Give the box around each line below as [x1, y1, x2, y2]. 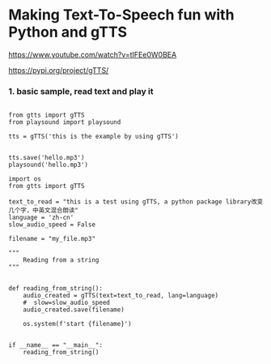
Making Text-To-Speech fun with [8, 6, 235, 24]
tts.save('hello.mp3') [8, 154, 85, 162]
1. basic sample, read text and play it [8, 85, 154, 96]
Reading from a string [23, 256, 100, 264]
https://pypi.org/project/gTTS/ [8, 65, 109, 75]
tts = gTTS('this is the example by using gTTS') [8, 132, 180, 141]
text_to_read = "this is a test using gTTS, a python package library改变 [8, 198, 264, 206]
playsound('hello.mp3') [8, 161, 89, 169]
